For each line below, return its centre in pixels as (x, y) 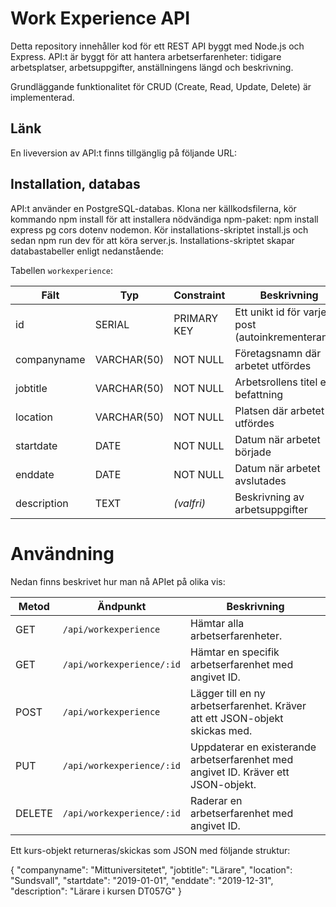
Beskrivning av (269, 497)
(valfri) (190, 503)
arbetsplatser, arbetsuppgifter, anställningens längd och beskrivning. (152, 67)
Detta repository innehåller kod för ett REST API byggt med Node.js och (157, 46)
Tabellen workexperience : (62, 270)
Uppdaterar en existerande (253, 747)
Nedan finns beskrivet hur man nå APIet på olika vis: (118, 581)
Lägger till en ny (228, 693)
